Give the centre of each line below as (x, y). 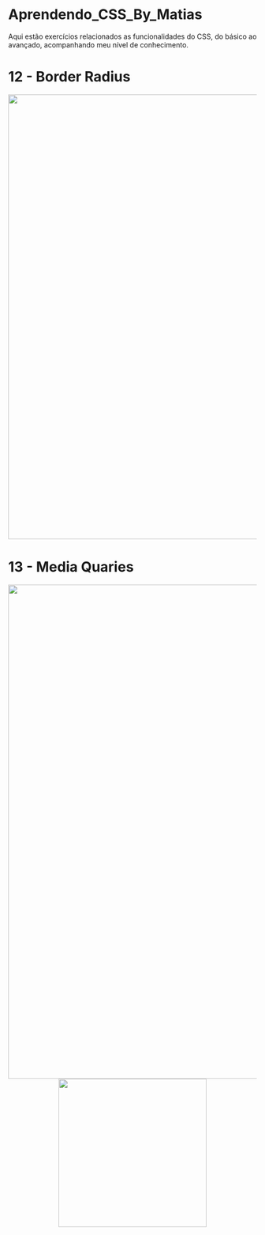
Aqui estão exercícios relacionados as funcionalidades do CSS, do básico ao (132, 36)
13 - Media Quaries (71, 567)
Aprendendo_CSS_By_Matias (105, 15)
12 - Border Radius (69, 77)
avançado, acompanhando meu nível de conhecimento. (99, 44)
